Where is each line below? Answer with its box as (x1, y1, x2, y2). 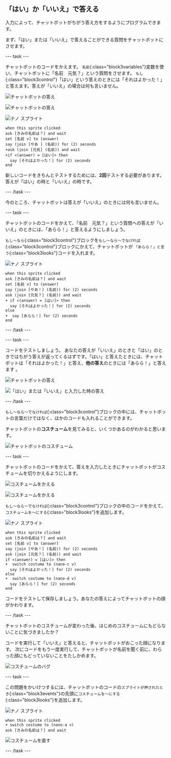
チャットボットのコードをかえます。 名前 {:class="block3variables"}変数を (5, 63, 160, 70)
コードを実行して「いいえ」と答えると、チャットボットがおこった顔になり (5, 640, 161, 646)
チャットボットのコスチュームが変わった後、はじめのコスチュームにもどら (5, 622, 162, 628)
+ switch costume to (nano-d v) (5, 576, 77, 581)
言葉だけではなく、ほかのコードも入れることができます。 (14, 415, 135, 421)
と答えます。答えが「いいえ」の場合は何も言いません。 (5, 83, 121, 89)
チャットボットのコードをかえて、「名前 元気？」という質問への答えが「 (5, 220, 159, 226)
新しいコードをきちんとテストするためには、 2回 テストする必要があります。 (5, 172, 164, 178)
